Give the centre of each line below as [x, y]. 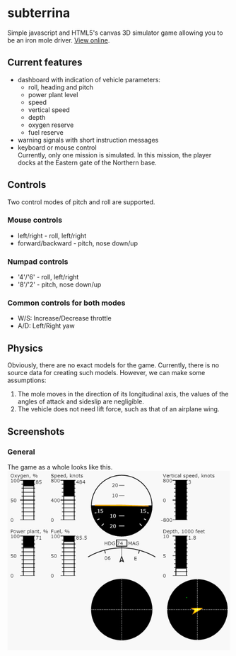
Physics [25, 348]
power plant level [53, 94]
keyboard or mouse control [57, 148]
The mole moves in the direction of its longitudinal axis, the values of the [123, 394]
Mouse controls [35, 220]
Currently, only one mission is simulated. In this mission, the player [114, 155]
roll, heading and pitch [61, 87]
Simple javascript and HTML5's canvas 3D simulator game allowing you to [115, 33]
